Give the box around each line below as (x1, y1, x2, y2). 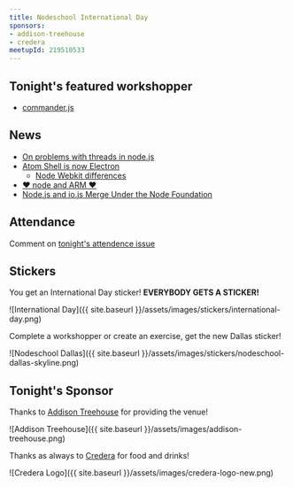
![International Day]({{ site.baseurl (9, 305, 134, 315)
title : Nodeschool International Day (9, 12, 149, 22)
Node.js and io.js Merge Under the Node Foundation (21, 189, 212, 199)
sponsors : (9, 21, 46, 30)
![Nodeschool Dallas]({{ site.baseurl (9, 348, 140, 359)
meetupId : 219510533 (9, 46, 86, 55)
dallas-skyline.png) (9, 358, 80, 368)
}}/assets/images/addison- (143, 424, 243, 435)
